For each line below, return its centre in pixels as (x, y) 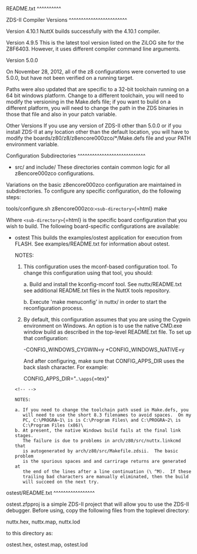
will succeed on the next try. (61, 482)
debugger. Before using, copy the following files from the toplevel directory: (98, 510)
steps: (14, 197)
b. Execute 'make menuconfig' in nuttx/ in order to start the (95, 302)
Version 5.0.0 (22, 60)
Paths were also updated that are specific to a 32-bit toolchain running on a (98, 89)
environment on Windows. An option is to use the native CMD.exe (103, 326)
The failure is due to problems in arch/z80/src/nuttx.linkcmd (102, 441)
